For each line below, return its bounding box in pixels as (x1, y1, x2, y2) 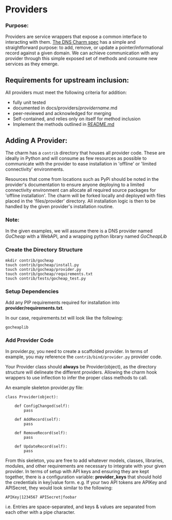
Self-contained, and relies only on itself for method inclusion (12, 116, 141, 122)
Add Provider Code (5, 337, 54, 344)
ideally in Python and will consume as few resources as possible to (5, 155, 147, 161)
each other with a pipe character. (5, 509, 75, 515)
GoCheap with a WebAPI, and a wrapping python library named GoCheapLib (5, 233, 167, 239)
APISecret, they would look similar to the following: (5, 485, 113, 491)
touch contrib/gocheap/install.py (5, 262, 80, 268)
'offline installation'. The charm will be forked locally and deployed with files (5, 193, 166, 199)
